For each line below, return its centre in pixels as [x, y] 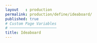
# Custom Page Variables [31, 23]
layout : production [29, 10]
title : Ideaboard [23, 33]
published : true [22, 19]
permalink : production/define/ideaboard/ [49, 14]
